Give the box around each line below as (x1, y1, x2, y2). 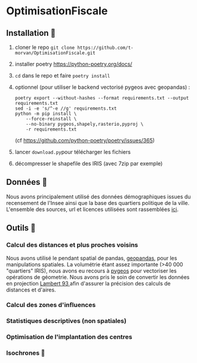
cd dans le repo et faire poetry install (14, 72, 110, 79)
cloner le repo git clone (14, 44, 75, 51)
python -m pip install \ (14, 111, 77, 117)
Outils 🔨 (6, 223, 36, 233)
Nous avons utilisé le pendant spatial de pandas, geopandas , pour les (6, 255, 177, 262)
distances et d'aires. (6, 286, 56, 293)
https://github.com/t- (77, 45, 134, 51)
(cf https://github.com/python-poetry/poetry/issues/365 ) (14, 137, 155, 144)
